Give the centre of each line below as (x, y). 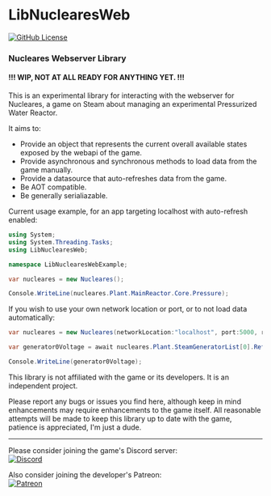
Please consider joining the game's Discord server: (93, 450)
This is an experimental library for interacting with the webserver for (121, 95)
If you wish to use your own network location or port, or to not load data (128, 309)
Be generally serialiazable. (64, 196)
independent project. (43, 385)
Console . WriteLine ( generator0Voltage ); (75, 362)
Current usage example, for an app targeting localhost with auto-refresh (128, 211)
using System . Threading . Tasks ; (61, 242)
